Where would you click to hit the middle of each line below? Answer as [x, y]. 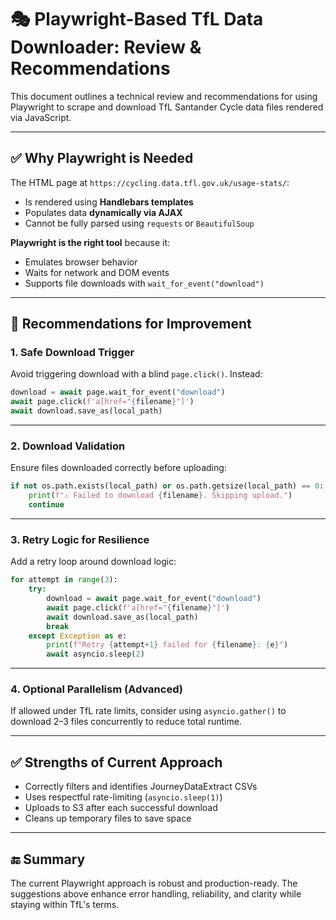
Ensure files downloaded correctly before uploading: [118, 468]
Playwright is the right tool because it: [90, 242]
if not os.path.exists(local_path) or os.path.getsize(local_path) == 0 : [167, 486]
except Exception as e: [78, 636]
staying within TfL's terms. [65, 905]
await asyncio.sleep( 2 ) [95, 654]
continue [46, 505]
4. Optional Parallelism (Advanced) [96, 689]
